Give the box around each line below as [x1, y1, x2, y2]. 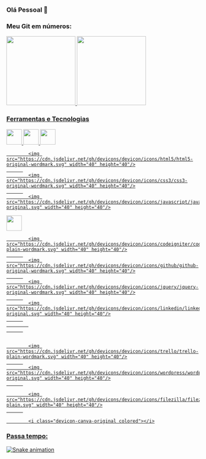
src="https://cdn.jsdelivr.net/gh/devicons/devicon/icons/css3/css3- [6, 177, 188, 183]
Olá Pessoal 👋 [6, 6, 48, 14]
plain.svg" [6, 401, 34, 408]
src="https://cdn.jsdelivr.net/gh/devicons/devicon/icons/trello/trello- [6, 348, 199, 354]
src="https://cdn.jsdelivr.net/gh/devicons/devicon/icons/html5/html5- [6, 156, 193, 162]
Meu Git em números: [6, 21, 72, 30]
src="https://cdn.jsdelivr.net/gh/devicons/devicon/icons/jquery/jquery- [6, 284, 199, 290]
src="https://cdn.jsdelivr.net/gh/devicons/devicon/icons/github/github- [6, 262, 199, 268]
